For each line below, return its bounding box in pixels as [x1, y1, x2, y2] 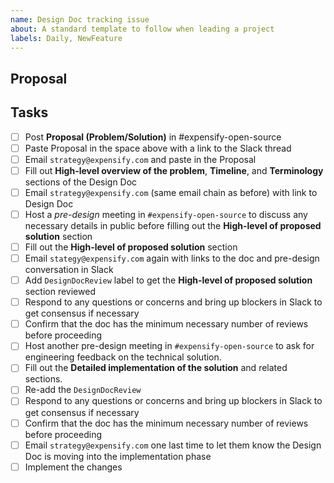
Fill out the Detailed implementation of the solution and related [24, 362, 288, 374]
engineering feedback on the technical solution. [24, 351, 222, 363]
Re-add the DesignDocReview [24, 384, 142, 396]
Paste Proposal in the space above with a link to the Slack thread [24, 142, 292, 154]
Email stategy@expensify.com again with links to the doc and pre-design [24, 252, 320, 265]
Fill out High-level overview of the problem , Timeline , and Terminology [24, 164, 324, 176]
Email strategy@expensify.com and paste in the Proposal [24, 153, 257, 165]
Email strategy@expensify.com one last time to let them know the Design [24, 439, 322, 451]
